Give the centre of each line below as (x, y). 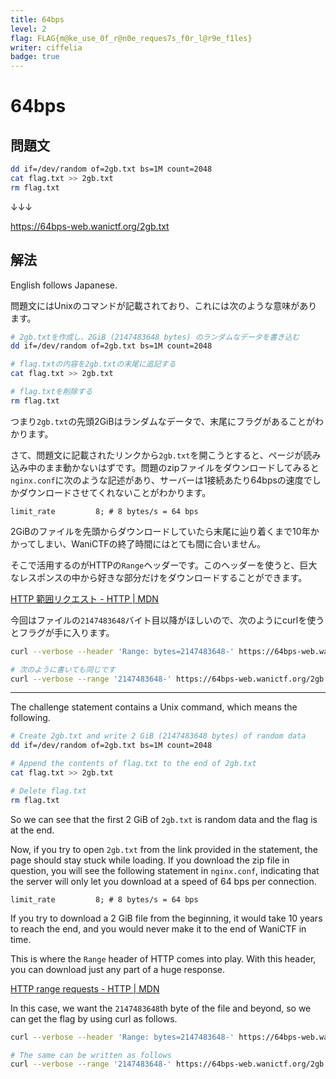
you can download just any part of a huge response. (117, 969)
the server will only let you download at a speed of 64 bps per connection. (163, 881)
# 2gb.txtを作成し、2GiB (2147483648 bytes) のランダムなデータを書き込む (155, 337)
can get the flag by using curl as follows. (94, 1018)
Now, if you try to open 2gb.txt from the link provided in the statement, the (164, 849)
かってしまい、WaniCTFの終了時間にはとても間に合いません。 (138, 543)
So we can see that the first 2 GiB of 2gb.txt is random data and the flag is (164, 819)
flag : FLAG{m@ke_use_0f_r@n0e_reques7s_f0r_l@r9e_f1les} (131, 38)
